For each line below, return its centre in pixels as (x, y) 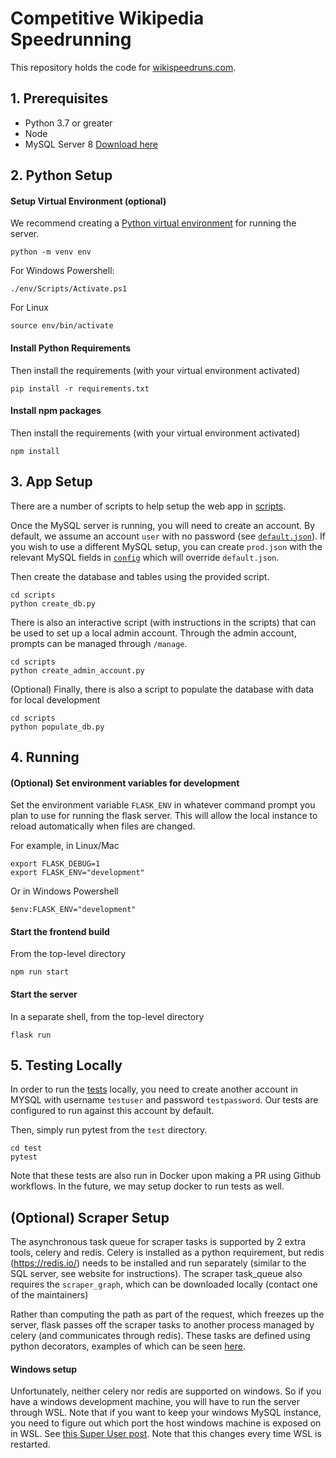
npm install (35, 451)
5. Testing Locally (66, 1065)
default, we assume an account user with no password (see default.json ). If (168, 536)
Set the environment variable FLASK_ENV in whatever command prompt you (163, 805)
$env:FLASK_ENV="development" (73, 910)
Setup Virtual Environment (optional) (88, 201)
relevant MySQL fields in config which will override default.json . (145, 557)
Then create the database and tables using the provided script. (140, 576)
